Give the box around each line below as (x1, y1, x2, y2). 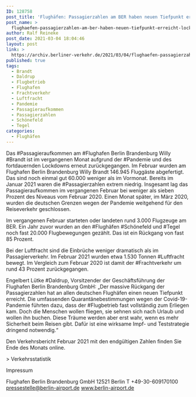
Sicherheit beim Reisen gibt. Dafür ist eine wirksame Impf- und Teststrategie (6, 320, 190, 327)
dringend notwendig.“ (6, 326, 59, 333)
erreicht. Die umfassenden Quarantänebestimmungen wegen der (6, 295, 162, 302)
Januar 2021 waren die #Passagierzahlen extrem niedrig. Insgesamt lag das (6, 181, 188, 188)
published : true (6, 57, 45, 63)
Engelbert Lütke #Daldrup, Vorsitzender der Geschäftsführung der (6, 277, 165, 284)
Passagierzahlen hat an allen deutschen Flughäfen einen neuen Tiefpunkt (6, 289, 183, 296)
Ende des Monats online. (6, 344, 66, 351)
